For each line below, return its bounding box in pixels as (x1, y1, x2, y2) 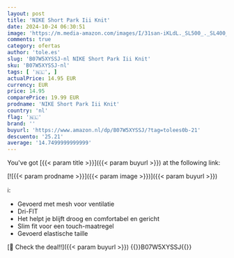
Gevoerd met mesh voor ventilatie (17, 200, 115, 209)
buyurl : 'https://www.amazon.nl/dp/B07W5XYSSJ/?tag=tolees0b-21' (7, 127, 201, 134)
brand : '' (7, 120, 36, 127)
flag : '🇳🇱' (7, 113, 42, 120)
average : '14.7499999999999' (7, 140, 92, 147)
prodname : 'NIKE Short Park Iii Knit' (7, 101, 120, 108)
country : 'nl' (7, 107, 49, 114)
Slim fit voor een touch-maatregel (17, 222, 114, 230)
